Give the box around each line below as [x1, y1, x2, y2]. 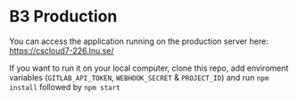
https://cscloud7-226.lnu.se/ [9, 45, 114, 55]
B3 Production [9, 6, 118, 27]
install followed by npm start [9, 81, 120, 92]
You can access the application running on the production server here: [9, 36, 269, 46]
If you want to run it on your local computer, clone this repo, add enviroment [9, 63, 289, 73]
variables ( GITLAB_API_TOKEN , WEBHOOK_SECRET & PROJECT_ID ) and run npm [9, 72, 269, 82]
